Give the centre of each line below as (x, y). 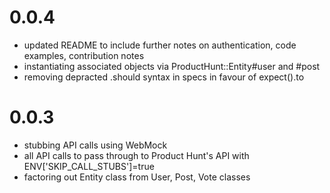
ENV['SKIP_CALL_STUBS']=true (89, 166)
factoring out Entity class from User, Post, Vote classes (137, 177)
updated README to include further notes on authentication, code (160, 45)
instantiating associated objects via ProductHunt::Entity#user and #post (172, 66)
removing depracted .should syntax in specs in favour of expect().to (164, 77)
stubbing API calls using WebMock (95, 145)
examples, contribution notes (84, 55)
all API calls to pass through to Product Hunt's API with (136, 155)
